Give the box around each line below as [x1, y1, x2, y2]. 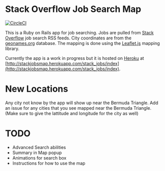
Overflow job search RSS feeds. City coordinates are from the [5, 35, 132, 41]
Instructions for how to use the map [12, 160, 85, 166]
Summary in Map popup [12, 150, 62, 156]
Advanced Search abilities [12, 144, 66, 150]
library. [5, 45, 20, 51]
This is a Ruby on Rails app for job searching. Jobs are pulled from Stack [5, 29, 154, 35]
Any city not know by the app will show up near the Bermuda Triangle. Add [5, 100, 159, 106]
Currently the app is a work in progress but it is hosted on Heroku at [5, 55, 144, 61]
